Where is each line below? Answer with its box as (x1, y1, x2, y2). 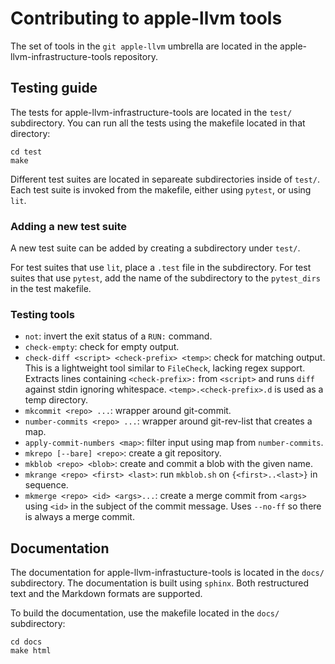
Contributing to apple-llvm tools (10, 7, 283, 30)
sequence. (24, 479, 69, 491)
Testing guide (10, 80, 98, 97)
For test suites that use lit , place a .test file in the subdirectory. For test (10, 262, 312, 274)
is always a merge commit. (24, 511, 135, 523)
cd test (10, 147, 43, 157)
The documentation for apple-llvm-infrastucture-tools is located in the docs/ (10, 567, 325, 579)
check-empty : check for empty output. (24, 341, 180, 353)
